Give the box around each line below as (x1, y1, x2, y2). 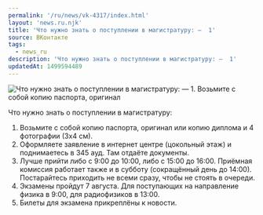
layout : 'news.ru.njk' (8, 19, 82, 27)
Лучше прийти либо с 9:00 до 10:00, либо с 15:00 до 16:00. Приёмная (19, 156, 253, 166)
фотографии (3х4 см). (19, 131, 93, 140)
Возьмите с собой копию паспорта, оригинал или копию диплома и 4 (19, 122, 254, 132)
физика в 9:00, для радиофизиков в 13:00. (19, 189, 160, 199)
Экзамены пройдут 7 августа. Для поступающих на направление (19, 181, 239, 191)
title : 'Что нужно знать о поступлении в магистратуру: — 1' (8, 26, 216, 34)
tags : (8, 41, 26, 49)
